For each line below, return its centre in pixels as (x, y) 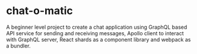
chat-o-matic (39, 11)
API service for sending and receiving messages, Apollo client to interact (95, 33)
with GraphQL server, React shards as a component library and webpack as (99, 39)
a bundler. (18, 46)
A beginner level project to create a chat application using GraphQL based (97, 27)
